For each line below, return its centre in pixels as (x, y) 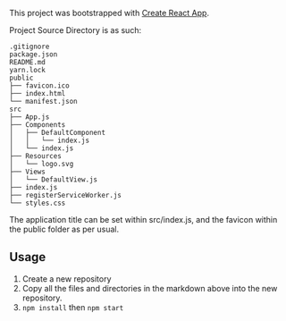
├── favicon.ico (39, 86)
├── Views (28, 172)
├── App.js (29, 117)
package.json (34, 55)
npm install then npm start (73, 307)
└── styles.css (38, 203)
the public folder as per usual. (64, 229)
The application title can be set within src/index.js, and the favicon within (143, 220)
